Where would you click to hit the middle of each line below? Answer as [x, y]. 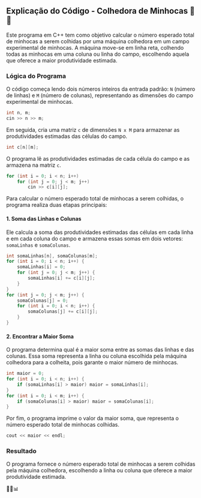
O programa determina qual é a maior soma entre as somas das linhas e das [100, 350]
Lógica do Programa [36, 76]
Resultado [22, 451]
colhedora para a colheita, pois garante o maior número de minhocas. [92, 362]
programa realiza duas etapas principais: [57, 205]
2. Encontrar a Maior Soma [40, 336]
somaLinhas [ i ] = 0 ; [41, 267]
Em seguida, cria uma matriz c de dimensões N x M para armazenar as [93, 130]
